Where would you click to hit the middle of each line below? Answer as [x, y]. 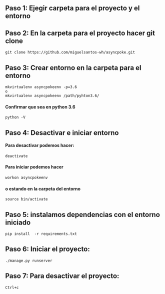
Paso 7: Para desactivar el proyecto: [62, 276]
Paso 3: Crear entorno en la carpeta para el [73, 68]
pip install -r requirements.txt [41, 234]
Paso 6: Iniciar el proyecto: [47, 249]
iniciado [18, 222]
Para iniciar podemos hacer [34, 167]
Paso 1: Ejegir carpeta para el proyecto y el [72, 8]
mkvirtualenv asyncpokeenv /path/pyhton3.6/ [52, 96]
